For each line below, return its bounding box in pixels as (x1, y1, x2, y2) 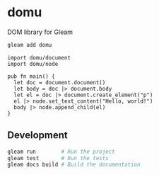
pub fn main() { (7, 72, 55, 80)
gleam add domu (7, 41, 52, 48)
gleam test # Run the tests (7, 154, 110, 162)
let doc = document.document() (13, 79, 106, 86)
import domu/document (7, 54, 71, 61)
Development (7, 129, 69, 142)
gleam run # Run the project (7, 148, 115, 155)
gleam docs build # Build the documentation (7, 161, 141, 169)
